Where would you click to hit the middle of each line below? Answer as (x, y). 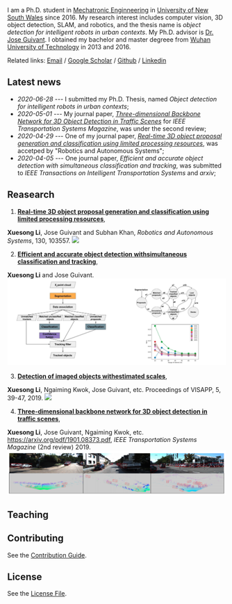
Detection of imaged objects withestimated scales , (92, 376)
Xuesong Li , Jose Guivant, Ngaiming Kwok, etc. (76, 432)
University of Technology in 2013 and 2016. (69, 47)
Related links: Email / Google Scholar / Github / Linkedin (87, 60)
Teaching (28, 515)
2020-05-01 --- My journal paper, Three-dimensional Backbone (109, 113)
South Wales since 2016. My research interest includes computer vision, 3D (115, 17)
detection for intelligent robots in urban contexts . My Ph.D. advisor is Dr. (110, 32)
